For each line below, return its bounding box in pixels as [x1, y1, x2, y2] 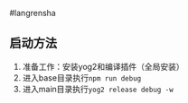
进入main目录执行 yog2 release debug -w [22, 83, 174, 94]
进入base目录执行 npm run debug [22, 72, 142, 83]
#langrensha [9, 8, 56, 18]
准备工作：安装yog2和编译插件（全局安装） [22, 61, 184, 72]
